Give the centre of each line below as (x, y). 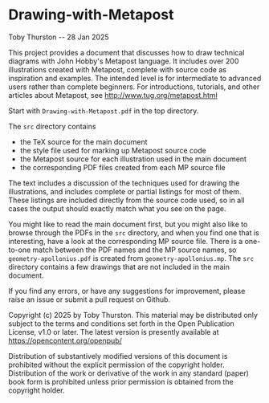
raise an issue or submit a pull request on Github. (90, 299)
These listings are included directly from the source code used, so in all (126, 200)
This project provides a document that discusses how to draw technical (126, 52)
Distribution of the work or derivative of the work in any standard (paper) (128, 373)
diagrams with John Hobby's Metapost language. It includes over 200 (124, 61)
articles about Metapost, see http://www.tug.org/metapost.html (113, 95)
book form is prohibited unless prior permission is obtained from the (121, 381)
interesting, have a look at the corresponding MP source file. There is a (126, 241)
